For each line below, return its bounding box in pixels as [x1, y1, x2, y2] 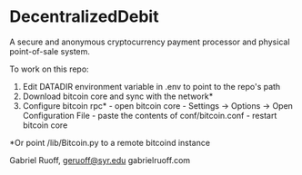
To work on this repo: [9, 63, 89, 74]
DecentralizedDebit [9, 6, 159, 27]
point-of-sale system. [9, 45, 91, 56]
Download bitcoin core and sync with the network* [22, 91, 214, 102]
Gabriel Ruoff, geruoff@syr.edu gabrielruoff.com [9, 154, 191, 165]
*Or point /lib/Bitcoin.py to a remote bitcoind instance [9, 137, 211, 148]
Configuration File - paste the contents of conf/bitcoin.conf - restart [22, 110, 277, 121]
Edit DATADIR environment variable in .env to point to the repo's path [22, 81, 281, 92]
